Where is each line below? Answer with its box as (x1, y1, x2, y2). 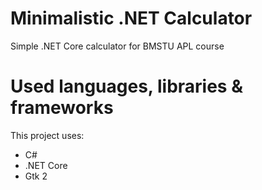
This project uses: (10, 129, 85, 141)
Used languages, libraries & (10, 75, 243, 98)
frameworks (10, 97, 114, 119)
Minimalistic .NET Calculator (10, 7, 253, 30)
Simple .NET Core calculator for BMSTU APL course (10, 40, 225, 52)
